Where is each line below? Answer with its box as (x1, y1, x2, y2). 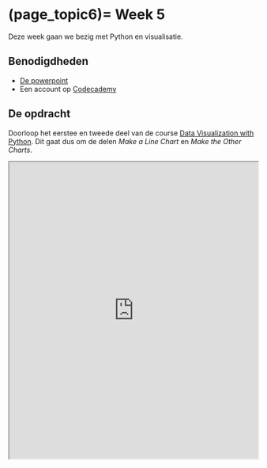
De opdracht (8, 107, 71, 120)
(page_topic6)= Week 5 (8, 6, 166, 24)
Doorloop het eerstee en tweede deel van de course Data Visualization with (8, 128, 254, 138)
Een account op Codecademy (19, 84, 117, 93)
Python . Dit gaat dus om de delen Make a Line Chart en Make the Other (8, 136, 242, 146)
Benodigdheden (8, 55, 89, 68)
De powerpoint (19, 75, 69, 85)
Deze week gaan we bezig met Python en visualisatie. (8, 32, 183, 41)
